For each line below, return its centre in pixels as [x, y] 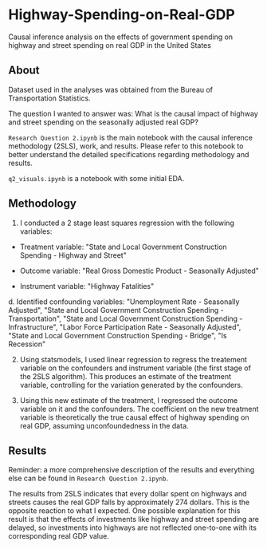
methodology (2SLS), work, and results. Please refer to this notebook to [126, 146]
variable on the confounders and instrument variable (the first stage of [135, 368]
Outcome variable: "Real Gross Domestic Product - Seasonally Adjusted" [139, 271]
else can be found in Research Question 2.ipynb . [88, 478]
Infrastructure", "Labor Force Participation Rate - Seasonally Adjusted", [125, 327]
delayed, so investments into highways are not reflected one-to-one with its [133, 527]
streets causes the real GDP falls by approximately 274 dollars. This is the [129, 502]
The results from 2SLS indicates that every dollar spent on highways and [128, 494]
